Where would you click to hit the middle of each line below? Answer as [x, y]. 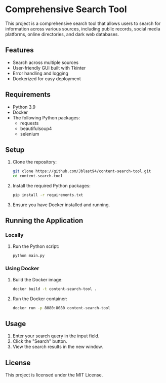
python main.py [29, 256]
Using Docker [22, 269]
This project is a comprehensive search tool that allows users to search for [83, 23]
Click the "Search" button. [40, 341]
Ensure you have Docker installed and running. [61, 205]
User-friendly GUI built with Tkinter [49, 68]
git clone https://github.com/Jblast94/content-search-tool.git [82, 171]
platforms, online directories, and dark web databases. [62, 34]
